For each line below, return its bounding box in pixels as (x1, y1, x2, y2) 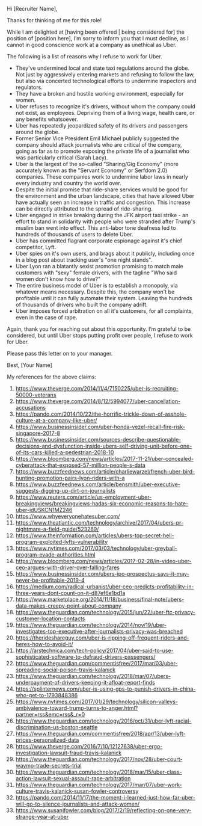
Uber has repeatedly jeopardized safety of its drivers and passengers (15, 122, 188, 129)
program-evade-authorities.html (15, 551, 96, 558)
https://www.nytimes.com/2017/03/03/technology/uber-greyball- (15, 544, 177, 552)
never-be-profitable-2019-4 (15, 577, 85, 584)
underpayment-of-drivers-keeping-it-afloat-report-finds (15, 679, 155, 686)
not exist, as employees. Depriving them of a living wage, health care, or (15, 109, 195, 116)
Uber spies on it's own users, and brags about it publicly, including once (15, 250, 195, 257)
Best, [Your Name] (7, 362, 53, 369)
